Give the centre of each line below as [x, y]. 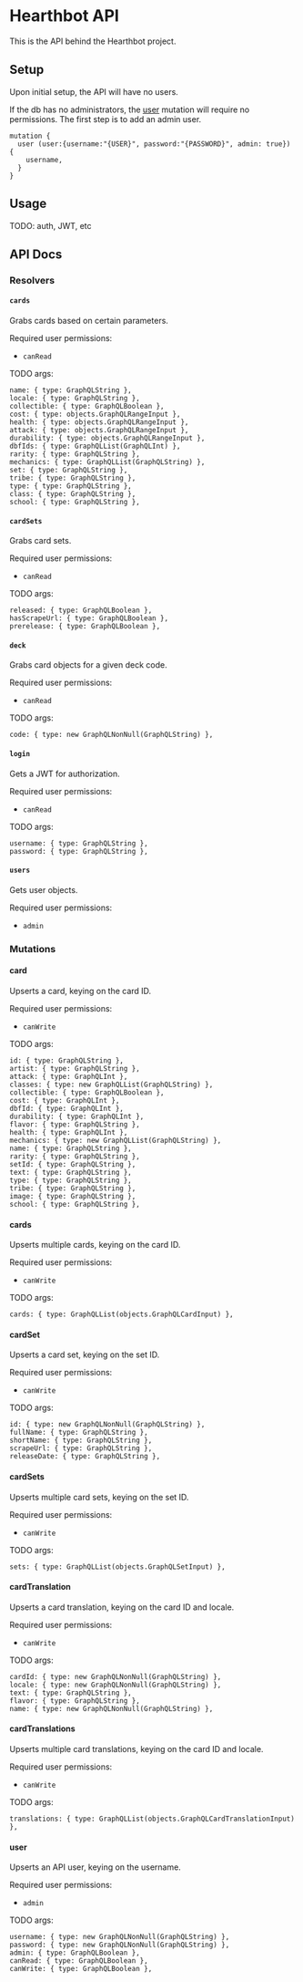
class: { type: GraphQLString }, [73, 494]
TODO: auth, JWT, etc [50, 225]
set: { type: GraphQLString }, [69, 471]
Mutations [33, 949]
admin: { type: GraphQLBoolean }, [75, 1953]
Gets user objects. [44, 889]
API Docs [36, 254]
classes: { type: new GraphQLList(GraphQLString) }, [111, 1085]
